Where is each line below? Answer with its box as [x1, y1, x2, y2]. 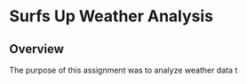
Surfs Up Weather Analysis [9, 6, 214, 27]
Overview [9, 42, 65, 57]
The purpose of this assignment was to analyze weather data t [9, 65, 238, 75]
